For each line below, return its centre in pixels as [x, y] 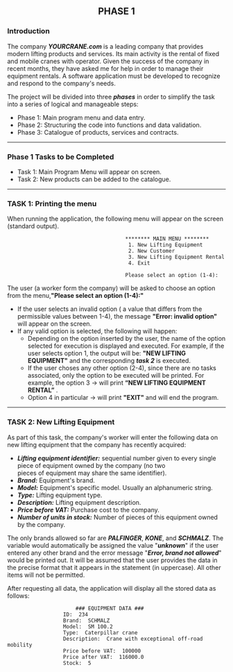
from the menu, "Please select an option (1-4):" [76, 296]
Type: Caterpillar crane [100, 632]
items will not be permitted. [46, 575]
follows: [18, 596]
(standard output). [33, 226]
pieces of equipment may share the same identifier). [92, 473]
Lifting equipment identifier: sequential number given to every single [116, 458]
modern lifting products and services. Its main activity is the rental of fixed [113, 53]
